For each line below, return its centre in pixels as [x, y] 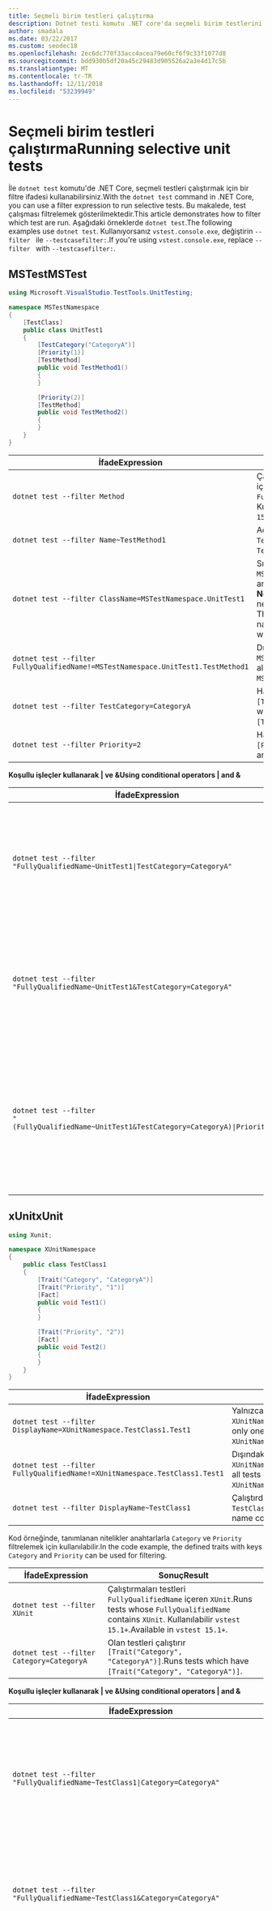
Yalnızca [248, 1411]
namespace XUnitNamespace [52, 1249]
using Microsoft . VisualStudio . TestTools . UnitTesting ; [101, 293]
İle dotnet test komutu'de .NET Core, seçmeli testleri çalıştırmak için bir [129, 188]
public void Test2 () [72, 1347]
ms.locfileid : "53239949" [52, 91]
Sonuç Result [183, 1575]
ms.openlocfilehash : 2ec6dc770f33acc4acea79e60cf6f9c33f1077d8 [117, 54]
